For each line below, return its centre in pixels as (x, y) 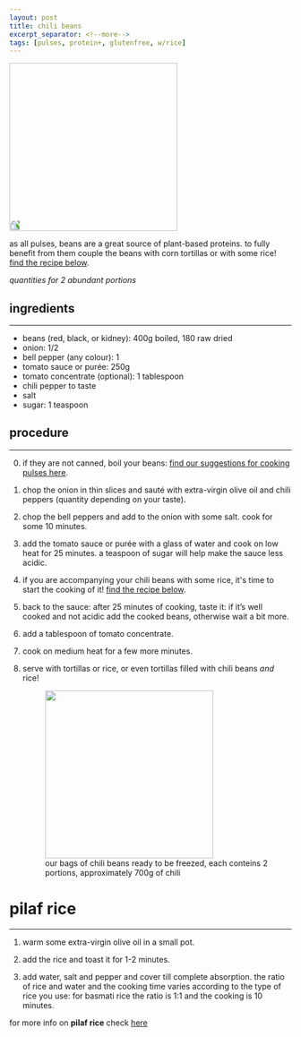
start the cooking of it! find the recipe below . (104, 589)
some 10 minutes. (55, 526)
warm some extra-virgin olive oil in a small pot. (108, 942)
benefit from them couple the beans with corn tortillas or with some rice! (143, 253)
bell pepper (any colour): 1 (70, 357)
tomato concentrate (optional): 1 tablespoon (103, 376)
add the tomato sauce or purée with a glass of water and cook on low (150, 544)
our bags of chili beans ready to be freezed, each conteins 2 (156, 863)
